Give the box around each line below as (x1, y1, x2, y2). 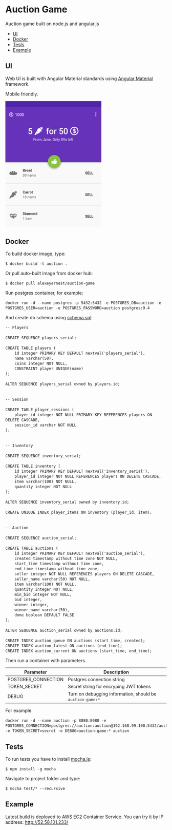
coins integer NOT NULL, (14, 361, 68, 366)
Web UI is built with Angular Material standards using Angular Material (5, 75, 153, 82)
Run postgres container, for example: (5, 290, 83, 296)
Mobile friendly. (5, 91, 38, 97)
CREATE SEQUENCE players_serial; (5, 335, 77, 341)
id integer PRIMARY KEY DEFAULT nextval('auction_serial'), (14, 551, 145, 556)
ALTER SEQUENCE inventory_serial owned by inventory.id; (5, 499, 130, 505)
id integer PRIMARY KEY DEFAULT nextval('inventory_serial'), (14, 469, 150, 474)
